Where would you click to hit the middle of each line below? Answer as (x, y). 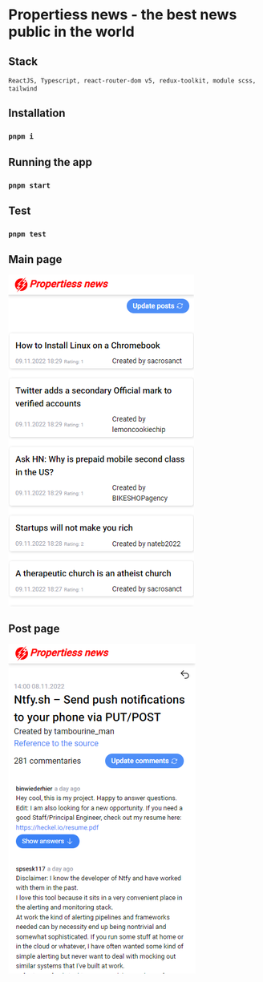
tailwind (23, 89)
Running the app (50, 162)
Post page (34, 629)
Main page (35, 259)
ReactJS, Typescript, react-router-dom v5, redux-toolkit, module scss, (132, 81)
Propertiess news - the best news (123, 15)
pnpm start (29, 185)
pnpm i (21, 137)
